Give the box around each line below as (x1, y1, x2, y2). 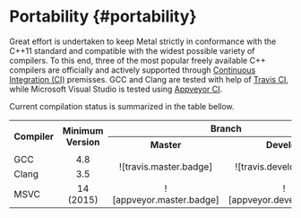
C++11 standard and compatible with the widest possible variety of (9, 45, 255, 56)
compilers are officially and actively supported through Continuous (9, 65, 256, 75)
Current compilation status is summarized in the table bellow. (9, 100, 235, 111)
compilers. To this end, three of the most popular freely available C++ (9, 55, 266, 65)
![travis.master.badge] (118, 160, 213, 172)
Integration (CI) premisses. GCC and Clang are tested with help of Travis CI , (9, 74, 288, 84)
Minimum (62, 125, 104, 137)
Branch (210, 122, 242, 135)
